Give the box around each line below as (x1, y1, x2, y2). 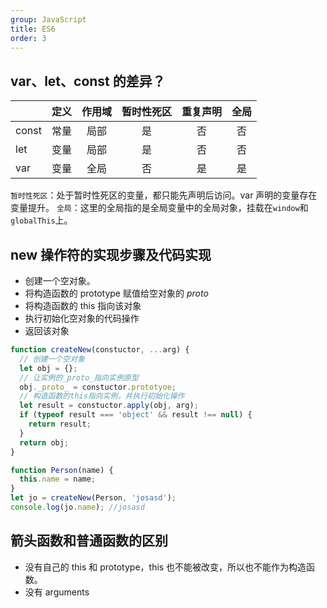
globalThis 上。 (10, 214, 73, 226)
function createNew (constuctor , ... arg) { (10, 345, 190, 355)
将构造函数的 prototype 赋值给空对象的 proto (24, 287, 209, 299)
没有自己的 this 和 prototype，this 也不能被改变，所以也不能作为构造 (24, 561, 307, 573)
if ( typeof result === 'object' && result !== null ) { (19, 410, 253, 420)
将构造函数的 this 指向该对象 (24, 300, 142, 311)
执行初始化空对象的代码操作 (24, 312, 140, 324)
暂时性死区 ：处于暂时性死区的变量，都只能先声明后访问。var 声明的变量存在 (10, 189, 318, 201)
